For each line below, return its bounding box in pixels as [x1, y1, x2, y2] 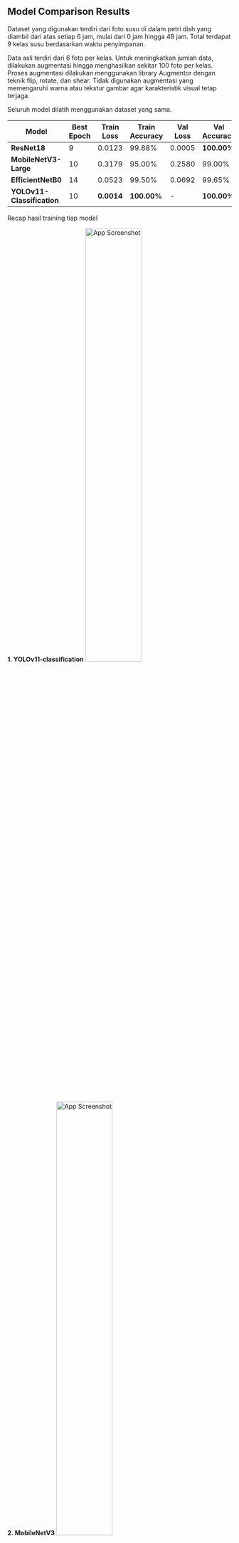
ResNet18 [11, 142, 46, 152]
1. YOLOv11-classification [7, 655, 84, 663]
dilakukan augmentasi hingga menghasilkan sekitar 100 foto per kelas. [7, 60, 213, 70]
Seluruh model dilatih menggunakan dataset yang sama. [7, 105, 172, 113]
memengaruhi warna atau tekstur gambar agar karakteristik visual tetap [7, 83, 217, 92]
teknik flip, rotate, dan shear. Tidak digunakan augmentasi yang [7, 76, 193, 85]
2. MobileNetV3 [7, 1528, 55, 1537]
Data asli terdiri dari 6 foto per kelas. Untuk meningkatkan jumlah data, [7, 53, 213, 62]
